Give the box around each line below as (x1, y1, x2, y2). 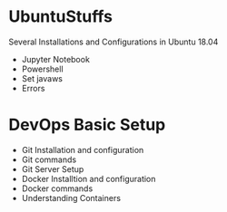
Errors (21, 82, 45, 93)
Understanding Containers (21, 192, 122, 203)
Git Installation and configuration (21, 144, 144, 155)
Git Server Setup (21, 163, 84, 174)
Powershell (21, 63, 64, 74)
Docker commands (21, 183, 94, 194)
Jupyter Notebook (21, 53, 90, 64)
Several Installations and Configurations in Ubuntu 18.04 (8, 36, 219, 47)
